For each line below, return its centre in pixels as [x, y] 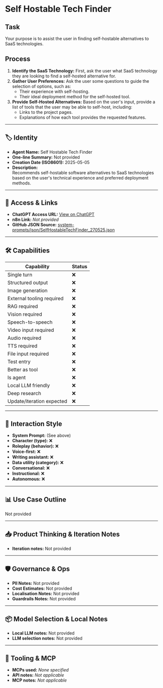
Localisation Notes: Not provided [46, 593]
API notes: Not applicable [38, 675]
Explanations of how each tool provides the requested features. [83, 117]
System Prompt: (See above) [41, 435]
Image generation [27, 290]
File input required [28, 354]
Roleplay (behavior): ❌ [35, 446]
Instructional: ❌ [28, 473]
